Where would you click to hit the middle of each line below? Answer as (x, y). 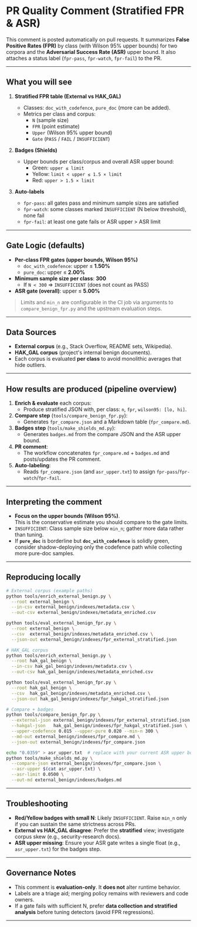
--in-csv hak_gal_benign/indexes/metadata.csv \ (72, 667)
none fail (34, 215)
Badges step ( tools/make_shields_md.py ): (65, 428)
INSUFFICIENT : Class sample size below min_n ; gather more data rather (99, 528)
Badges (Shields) (36, 150)
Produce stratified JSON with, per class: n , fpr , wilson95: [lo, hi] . (105, 409)
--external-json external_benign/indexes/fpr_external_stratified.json (101, 720)
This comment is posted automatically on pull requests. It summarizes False (98, 39)
